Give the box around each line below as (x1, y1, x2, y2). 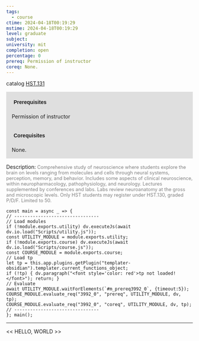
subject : (6, 36, 28, 42)
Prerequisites (14, 99, 47, 106)
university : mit (6, 42, 46, 48)
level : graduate (6, 31, 46, 37)
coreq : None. (6, 63, 38, 70)
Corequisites (14, 132, 46, 139)
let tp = (6, 260, 28, 266)
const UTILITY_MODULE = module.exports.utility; (6, 234, 129, 240)
